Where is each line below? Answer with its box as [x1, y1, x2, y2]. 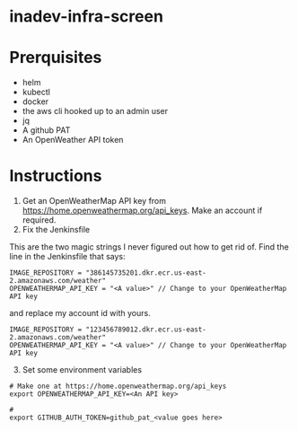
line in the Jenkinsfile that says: [9, 251, 126, 262]
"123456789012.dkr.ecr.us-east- [85, 325, 206, 334]
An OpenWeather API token [22, 135, 124, 145]
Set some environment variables [22, 365, 142, 375]
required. [22, 215, 57, 225]
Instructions [9, 166, 102, 186]
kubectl [22, 87, 51, 98]
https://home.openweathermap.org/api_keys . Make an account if [22, 205, 263, 216]
